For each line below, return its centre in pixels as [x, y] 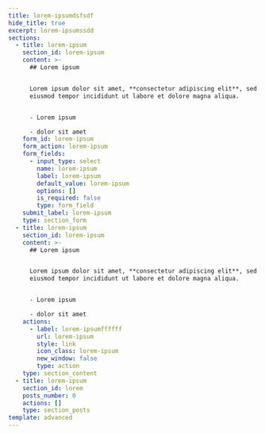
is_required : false [69, 198]
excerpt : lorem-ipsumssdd [51, 30]
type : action [58, 366]
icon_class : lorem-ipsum [78, 351]
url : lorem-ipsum [65, 336]
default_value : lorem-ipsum [83, 184]
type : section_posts [56, 410]
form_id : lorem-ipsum [58, 139]
